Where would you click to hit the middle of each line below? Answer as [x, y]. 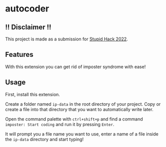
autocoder [27, 9]
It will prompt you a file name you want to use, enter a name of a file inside [82, 134]
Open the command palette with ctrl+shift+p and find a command [74, 119]
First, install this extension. [32, 94]
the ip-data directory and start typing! [44, 139]
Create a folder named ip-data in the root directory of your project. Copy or [83, 104]
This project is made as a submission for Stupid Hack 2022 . [67, 39]
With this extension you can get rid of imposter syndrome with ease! [75, 67]
